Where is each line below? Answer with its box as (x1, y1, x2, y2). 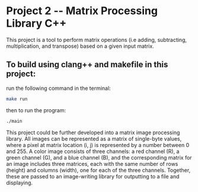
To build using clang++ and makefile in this (6, 60, 168, 70)
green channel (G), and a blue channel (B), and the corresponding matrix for (6, 154, 192, 161)
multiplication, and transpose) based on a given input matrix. (6, 43, 154, 50)
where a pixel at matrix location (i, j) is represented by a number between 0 (6, 141, 190, 148)
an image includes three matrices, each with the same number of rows (6, 160, 178, 167)
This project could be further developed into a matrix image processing (6, 129, 180, 136)
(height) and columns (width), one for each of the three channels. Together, (6, 167, 191, 174)
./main (6, 118, 23, 124)
